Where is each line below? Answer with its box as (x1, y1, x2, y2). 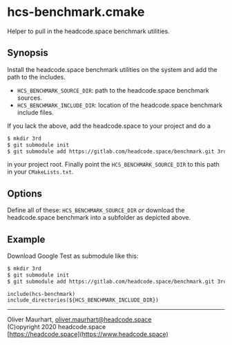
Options (7, 187, 43, 199)
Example (7, 233, 46, 245)
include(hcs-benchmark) (7, 290, 76, 297)
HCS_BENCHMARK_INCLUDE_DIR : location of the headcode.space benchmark (17, 101, 223, 109)
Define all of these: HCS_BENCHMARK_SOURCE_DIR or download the (7, 206, 185, 214)
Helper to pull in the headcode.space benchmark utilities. (7, 27, 171, 35)
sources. (17, 93, 43, 102)
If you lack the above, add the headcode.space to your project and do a (7, 122, 211, 130)
